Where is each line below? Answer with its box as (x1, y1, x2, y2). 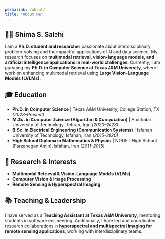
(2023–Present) (12, 112, 45, 118)
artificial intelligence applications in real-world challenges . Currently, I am (5, 59, 160, 65)
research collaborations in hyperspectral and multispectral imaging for (5, 223, 152, 229)
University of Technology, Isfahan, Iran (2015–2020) (12, 132, 119, 138)
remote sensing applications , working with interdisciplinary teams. (5, 228, 143, 234)
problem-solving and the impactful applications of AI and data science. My (5, 49, 158, 55)
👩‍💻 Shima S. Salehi (5, 30, 64, 39)
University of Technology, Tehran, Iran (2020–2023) (12, 122, 119, 128)
